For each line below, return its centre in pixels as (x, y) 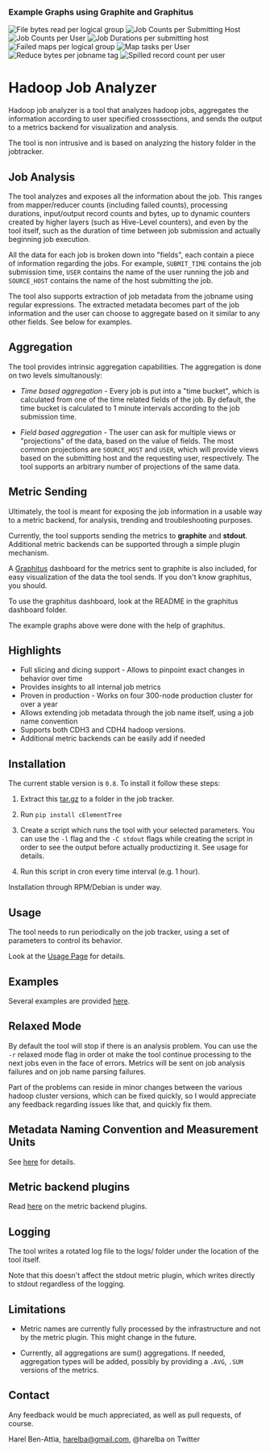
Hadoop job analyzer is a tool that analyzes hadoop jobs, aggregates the (129, 111)
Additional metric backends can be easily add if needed (112, 739)
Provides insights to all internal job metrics (90, 687)
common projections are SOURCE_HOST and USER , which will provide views (139, 449)
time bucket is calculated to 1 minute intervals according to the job (130, 408)
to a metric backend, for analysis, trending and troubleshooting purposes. (131, 519)
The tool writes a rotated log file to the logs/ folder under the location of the (134, 1251)
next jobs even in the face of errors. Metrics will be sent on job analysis (127, 1062)
